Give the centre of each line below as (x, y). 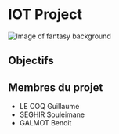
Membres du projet (56, 87)
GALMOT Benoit (45, 123)
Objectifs (31, 61)
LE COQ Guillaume (49, 107)
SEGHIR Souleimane (52, 114)
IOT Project (45, 14)
